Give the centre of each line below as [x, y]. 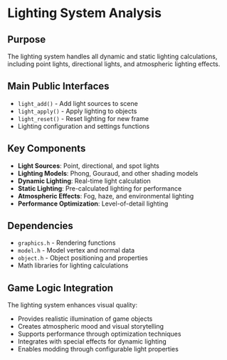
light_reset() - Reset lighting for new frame [83, 118]
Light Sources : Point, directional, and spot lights [89, 166]
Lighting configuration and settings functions [84, 126]
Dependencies [40, 226]
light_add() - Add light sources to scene [78, 103]
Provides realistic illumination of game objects [85, 319]
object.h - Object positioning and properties [83, 258]
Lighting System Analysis [85, 13]
